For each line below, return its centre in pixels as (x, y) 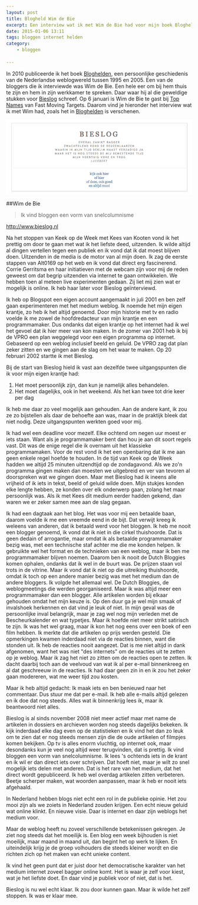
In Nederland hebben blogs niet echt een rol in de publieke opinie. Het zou (96, 798)
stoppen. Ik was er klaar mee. (42, 896)
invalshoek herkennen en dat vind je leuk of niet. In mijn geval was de (90, 607)
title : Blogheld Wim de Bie (41, 19)
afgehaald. (19, 787)
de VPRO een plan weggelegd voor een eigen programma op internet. (91, 337)
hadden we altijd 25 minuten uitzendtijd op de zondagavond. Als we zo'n (94, 464)
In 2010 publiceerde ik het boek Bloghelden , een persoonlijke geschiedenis (97, 73)
